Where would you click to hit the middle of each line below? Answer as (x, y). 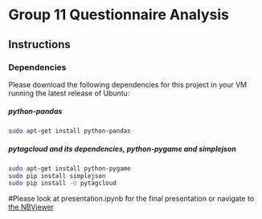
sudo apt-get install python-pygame (70, 168)
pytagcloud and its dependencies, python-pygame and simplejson (123, 149)
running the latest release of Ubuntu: (69, 93)
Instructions (39, 45)
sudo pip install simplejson (57, 176)
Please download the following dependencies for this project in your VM (128, 84)
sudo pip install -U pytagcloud (62, 183)
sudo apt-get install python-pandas (70, 131)
